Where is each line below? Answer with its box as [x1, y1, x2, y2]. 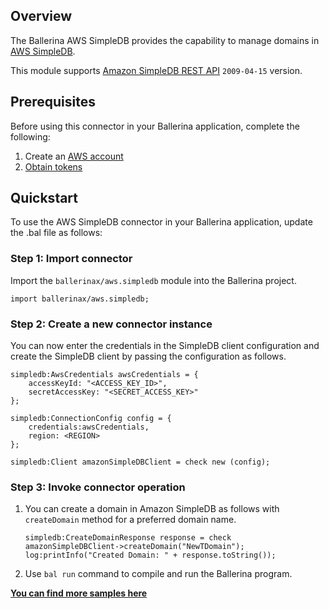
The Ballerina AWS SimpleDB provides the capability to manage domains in [10, 34, 320, 46]
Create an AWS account [24, 150, 124, 162]
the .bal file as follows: [10, 227, 103, 239]
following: [10, 130, 51, 143]
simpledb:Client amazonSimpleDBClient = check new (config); [10, 457, 271, 468]
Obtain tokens [24, 160, 83, 173]
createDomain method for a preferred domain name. [24, 514, 237, 526]
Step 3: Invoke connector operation [10, 480, 186, 494]
